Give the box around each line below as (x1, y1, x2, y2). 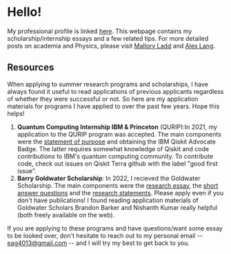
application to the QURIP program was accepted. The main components (17, 130, 222, 138)
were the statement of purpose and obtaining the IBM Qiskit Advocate (17, 137, 216, 146)
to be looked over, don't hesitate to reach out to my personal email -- (7, 231, 203, 240)
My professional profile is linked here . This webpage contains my (7, 27, 192, 35)
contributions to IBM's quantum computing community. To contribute (17, 152, 214, 160)
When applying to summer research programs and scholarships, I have (7, 80, 209, 88)
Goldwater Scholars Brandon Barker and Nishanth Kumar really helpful (17, 203, 218, 211)
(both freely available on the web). (17, 211, 115, 219)
